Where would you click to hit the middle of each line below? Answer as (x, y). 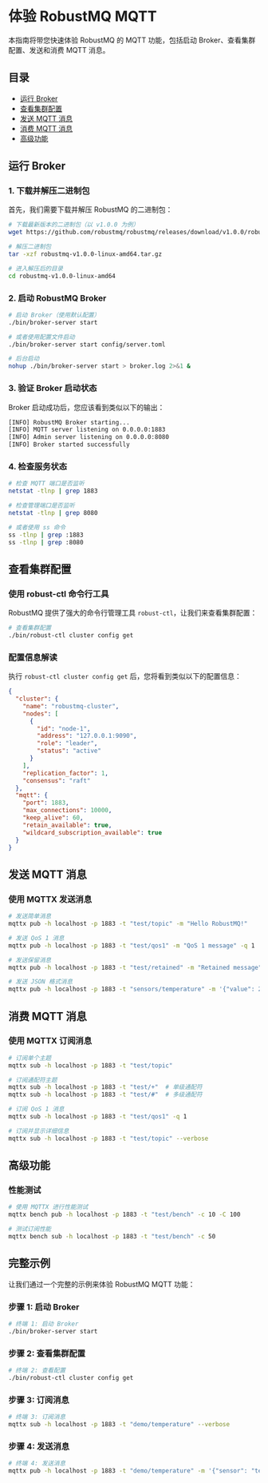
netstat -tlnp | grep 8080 (53, 512)
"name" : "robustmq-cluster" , (71, 706)
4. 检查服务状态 (38, 466)
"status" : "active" (69, 751)
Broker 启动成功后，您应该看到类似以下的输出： (87, 407)
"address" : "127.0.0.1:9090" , (87, 736)
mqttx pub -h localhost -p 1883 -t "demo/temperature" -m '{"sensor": (128, 1471)
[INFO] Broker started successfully (69, 445)
